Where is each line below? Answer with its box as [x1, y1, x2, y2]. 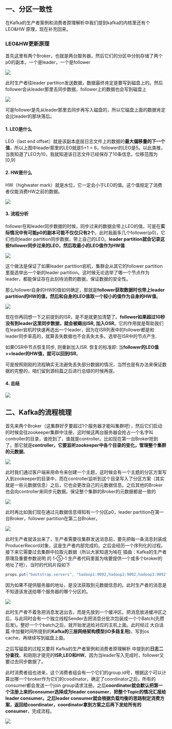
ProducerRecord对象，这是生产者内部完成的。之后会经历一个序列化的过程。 [5, 542, 165, 548]
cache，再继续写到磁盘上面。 [5, 634, 68, 641]
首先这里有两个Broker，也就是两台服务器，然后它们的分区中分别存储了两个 [5, 53, 163, 59]
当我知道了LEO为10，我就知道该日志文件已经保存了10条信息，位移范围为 [5, 151, 158, 157]
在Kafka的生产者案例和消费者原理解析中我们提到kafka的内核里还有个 [5, 20, 150, 26]
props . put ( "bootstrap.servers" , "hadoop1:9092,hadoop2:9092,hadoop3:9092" [5, 572, 168, 577]
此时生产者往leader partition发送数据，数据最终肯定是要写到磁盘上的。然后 [5, 80, 163, 86]
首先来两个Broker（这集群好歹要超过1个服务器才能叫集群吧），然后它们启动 [5, 422, 163, 429]
